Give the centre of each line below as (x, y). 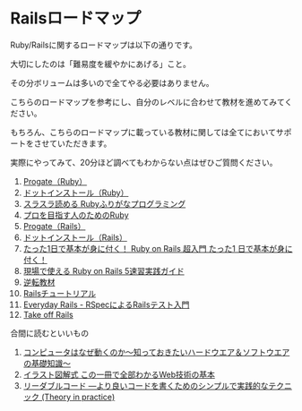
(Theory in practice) (78, 397)
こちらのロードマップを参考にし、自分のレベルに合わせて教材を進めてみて (147, 102)
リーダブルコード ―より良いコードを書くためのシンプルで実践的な (146, 385)
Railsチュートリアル (60, 293)
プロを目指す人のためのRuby (76, 215)
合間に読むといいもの (49, 333)
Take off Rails (48, 314)
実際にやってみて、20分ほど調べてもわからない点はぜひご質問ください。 (144, 162)
